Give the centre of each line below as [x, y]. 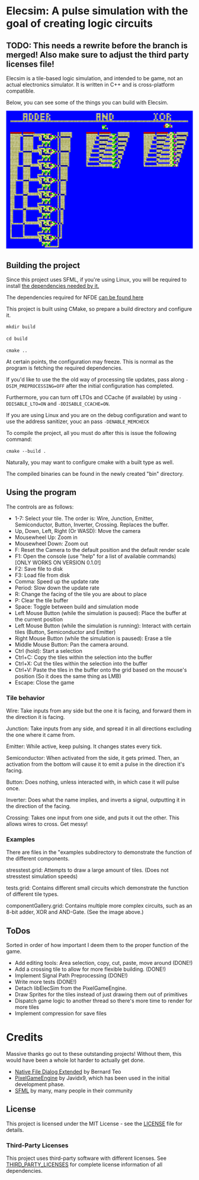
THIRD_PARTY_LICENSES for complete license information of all [84, 1165]
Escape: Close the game [44, 682]
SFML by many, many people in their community [74, 1091]
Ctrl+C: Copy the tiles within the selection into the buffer [84, 657]
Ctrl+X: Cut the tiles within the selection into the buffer [81, 663]
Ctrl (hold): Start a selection [49, 651]
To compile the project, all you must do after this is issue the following [91, 433]
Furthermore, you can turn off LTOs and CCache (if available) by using [92, 397]
